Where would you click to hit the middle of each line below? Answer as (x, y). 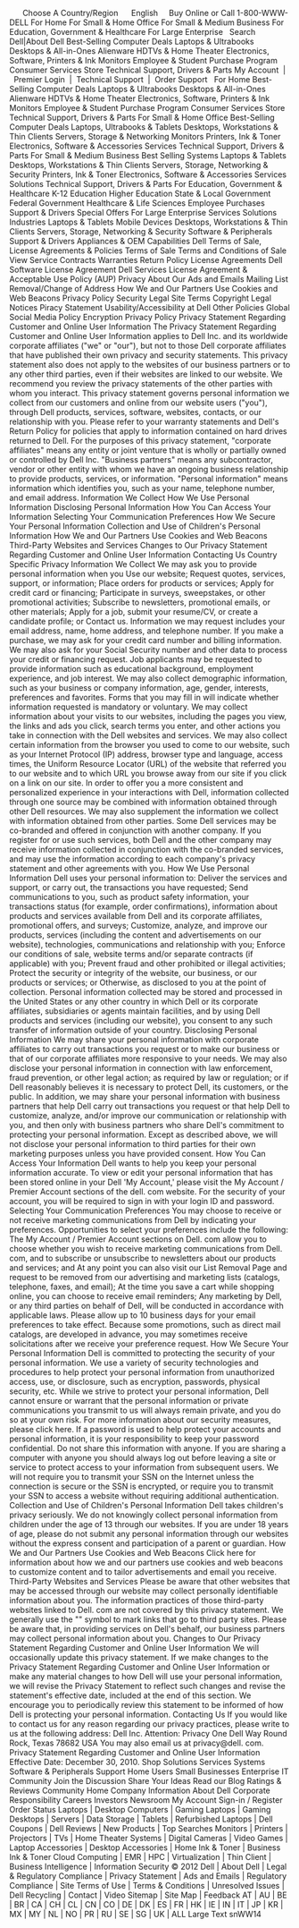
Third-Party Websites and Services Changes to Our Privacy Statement (138, 545)
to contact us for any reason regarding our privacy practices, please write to (149, 1724)
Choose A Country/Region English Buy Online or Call (128, 13)
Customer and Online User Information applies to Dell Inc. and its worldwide (149, 336)
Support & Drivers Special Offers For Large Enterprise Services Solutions (143, 212)
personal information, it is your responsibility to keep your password (134, 1439)
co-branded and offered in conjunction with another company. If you (135, 830)
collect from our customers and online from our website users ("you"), (138, 403)
